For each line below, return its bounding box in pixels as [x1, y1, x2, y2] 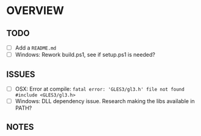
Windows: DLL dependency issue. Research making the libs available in [15, 98, 195, 104]
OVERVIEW [6, 4, 65, 18]
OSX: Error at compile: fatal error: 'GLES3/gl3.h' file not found [15, 85, 185, 92]
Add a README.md [15, 44, 57, 51]
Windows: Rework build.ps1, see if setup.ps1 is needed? [15, 51, 155, 59]
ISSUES [6, 69, 35, 79]
